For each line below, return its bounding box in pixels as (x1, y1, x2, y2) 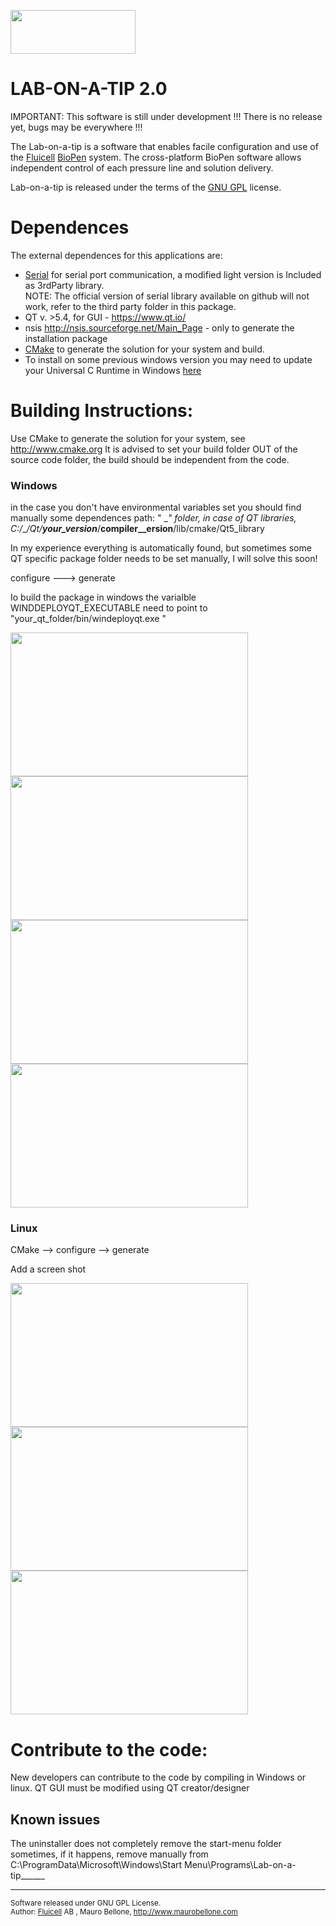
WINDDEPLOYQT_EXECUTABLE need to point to (10, 602, 208, 614)
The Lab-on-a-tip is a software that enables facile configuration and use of (10, 140, 319, 152)
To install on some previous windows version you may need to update (24, 353, 313, 365)
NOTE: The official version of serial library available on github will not (24, 290, 310, 302)
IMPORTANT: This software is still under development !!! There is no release (10, 110, 323, 122)
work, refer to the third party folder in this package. (24, 300, 237, 312)
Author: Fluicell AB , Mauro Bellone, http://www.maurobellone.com (10, 1907, 238, 1917)
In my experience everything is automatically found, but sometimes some (10, 542, 312, 554)
